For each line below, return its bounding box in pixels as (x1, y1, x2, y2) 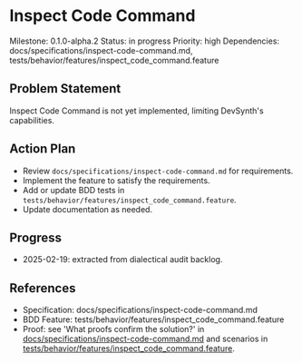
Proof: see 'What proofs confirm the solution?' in (22, 324, 205, 335)
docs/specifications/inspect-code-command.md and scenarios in (22, 333, 268, 345)
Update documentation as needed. (22, 203, 152, 214)
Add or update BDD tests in (22, 184, 125, 195)
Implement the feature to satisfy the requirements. (22, 174, 210, 186)
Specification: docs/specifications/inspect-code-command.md (22, 305, 258, 316)
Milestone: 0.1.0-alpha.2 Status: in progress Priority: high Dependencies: (9, 35, 279, 46)
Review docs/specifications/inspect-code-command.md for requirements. (22, 165, 294, 176)
